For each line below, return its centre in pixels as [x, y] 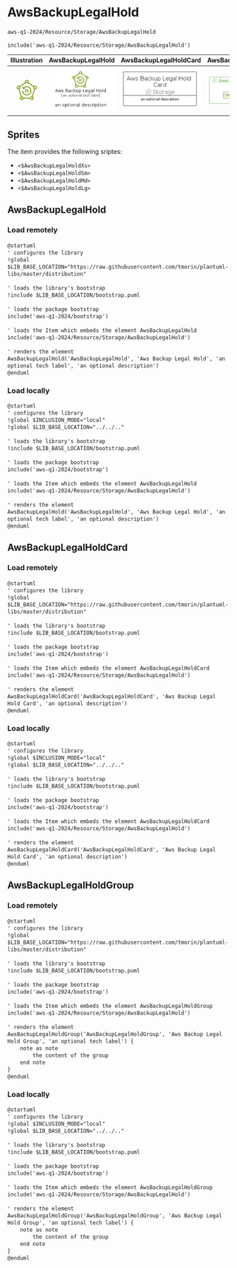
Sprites [24, 135]
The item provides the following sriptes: [65, 152]
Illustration [27, 60]
